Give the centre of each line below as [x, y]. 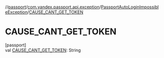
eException [16, 12]
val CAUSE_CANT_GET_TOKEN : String [43, 50]
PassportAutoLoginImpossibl [130, 7]
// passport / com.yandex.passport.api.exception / [53, 7]
